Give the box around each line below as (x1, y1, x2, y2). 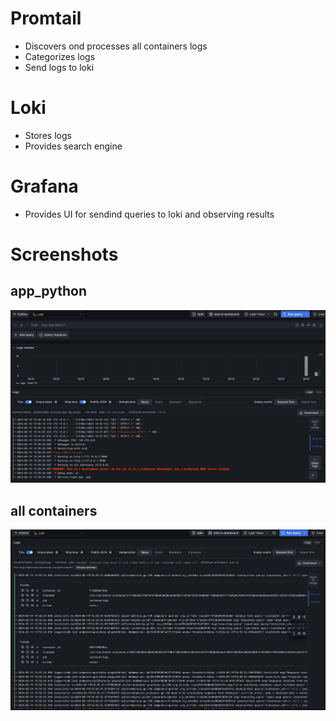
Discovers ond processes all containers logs (24, 40, 208, 52)
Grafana (10, 175, 79, 198)
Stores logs (24, 129, 72, 141)
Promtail (10, 7, 82, 30)
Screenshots (10, 243, 119, 266)
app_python (10, 283, 88, 300)
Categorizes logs (24, 50, 96, 62)
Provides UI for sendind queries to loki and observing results (24, 208, 275, 220)
